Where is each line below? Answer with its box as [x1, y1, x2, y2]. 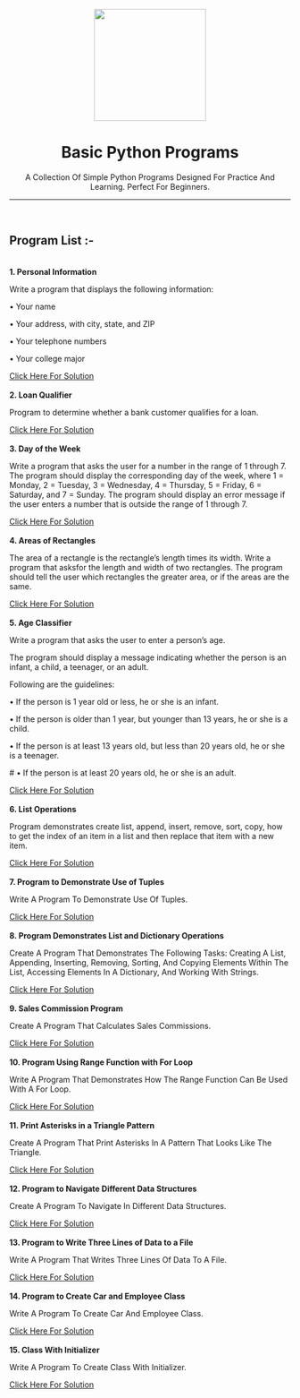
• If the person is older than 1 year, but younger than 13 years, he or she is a [9, 713, 288, 725]
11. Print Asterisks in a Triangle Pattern [9, 1119, 154, 1130]
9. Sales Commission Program [9, 1003, 123, 1014]
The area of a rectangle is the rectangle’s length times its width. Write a [9, 552, 271, 563]
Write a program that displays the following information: [9, 283, 214, 295]
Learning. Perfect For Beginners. [89, 181, 211, 192]
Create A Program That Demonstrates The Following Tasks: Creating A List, [9, 948, 287, 958]
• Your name [9, 301, 56, 312]
